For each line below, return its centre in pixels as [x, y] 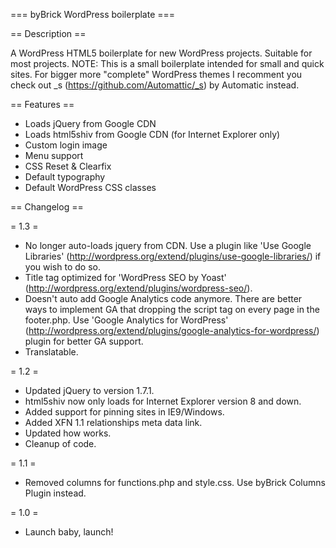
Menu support [54, 155]
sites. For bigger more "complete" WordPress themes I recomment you [156, 74]
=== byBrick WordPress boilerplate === [93, 14]
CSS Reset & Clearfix [68, 166]
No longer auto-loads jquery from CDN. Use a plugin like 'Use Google [168, 245]
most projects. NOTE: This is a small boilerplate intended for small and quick [167, 63]
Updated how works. [68, 433]
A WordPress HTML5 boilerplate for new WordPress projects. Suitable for [161, 53]
